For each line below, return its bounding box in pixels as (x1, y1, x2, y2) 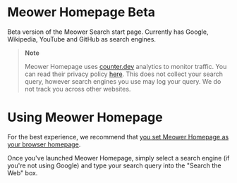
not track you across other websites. (24, 84, 131, 93)
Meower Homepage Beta (7, 4, 156, 20)
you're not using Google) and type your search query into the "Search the (7, 161, 221, 170)
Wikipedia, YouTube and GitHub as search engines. (7, 34, 157, 43)
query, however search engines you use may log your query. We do (24, 77, 221, 85)
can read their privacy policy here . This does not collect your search (24, 70, 224, 78)
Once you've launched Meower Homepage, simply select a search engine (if (7, 153, 230, 162)
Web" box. (7, 168, 38, 177)
